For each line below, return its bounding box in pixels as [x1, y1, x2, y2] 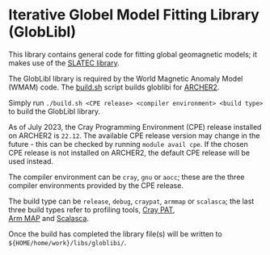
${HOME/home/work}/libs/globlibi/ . [8, 237, 127, 247]
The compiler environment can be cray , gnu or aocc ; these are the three [8, 172, 245, 182]
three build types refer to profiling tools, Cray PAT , [8, 204, 175, 215]
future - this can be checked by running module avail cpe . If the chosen [8, 139, 249, 148]
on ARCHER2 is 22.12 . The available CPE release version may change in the [8, 131, 260, 140]
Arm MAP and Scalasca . [8, 213, 89, 223]
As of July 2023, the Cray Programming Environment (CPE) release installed [8, 122, 262, 132]
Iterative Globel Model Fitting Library [8, 6, 260, 24]
